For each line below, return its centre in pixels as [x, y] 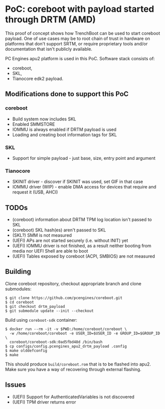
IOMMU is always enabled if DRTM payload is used [64, 129]
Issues [16, 385]
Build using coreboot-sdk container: [41, 320]
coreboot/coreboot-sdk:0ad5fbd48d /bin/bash [56, 342]
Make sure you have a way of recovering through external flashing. [73, 369]
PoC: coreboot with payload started [80, 9]
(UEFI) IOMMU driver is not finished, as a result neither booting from [82, 246]
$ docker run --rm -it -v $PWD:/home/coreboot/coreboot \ [66, 329]
